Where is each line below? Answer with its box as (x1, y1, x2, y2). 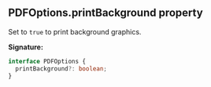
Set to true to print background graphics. (8, 27, 142, 36)
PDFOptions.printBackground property (8, 6, 203, 20)
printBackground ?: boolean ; (15, 64, 108, 73)
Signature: (8, 42, 43, 52)
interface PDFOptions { (8, 57, 87, 65)
